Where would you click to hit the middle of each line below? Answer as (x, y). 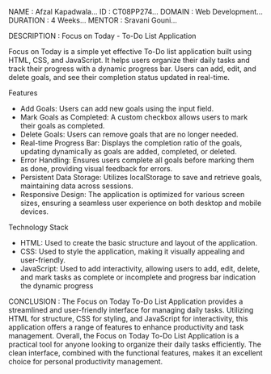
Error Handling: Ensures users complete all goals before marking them (137, 160)
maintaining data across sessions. (76, 186)
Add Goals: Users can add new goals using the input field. (117, 109)
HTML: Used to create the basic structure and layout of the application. (138, 243)
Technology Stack (38, 227)
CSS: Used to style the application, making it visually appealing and (132, 251)
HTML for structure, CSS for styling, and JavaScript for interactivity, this (128, 319)
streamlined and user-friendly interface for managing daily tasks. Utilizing (131, 310)
